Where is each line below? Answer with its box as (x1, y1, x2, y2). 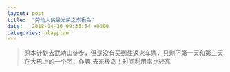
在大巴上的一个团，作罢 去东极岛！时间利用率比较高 (23, 58, 171, 66)
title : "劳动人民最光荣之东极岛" (7, 16, 95, 23)
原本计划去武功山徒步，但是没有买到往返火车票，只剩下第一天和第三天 (23, 49, 224, 57)
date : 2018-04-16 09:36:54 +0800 (7, 23, 109, 29)
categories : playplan (7, 29, 70, 36)
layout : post (7, 10, 45, 17)
